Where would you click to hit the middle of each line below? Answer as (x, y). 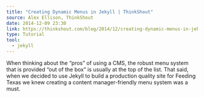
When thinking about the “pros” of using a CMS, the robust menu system (97, 63)
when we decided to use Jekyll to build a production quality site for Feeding (101, 76)
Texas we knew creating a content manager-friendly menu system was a (97, 82)
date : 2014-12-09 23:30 (36, 23)
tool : (13, 40)
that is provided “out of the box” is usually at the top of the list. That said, (97, 69)
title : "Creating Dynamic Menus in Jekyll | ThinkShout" (80, 12)
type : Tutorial (25, 35)
